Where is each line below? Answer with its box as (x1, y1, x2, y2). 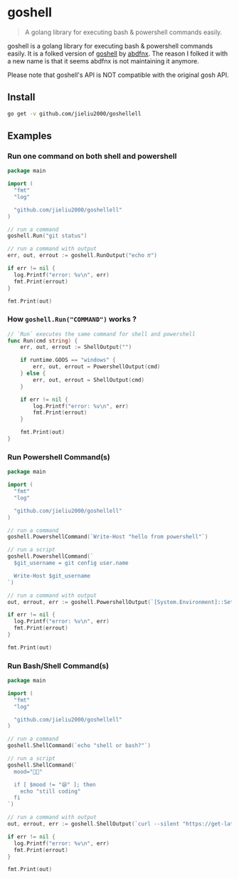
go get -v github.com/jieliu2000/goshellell (7, 110, 142, 118)
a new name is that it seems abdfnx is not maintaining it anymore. (7, 56, 199, 65)
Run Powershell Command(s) (7, 452, 110, 462)
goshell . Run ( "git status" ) (7, 232, 87, 239)
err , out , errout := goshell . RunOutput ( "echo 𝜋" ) (7, 252, 158, 259)
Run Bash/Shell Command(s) (7, 660, 109, 670)
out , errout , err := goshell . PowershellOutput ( (7, 598, 152, 605)
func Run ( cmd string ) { (7, 337, 78, 344)
